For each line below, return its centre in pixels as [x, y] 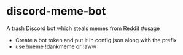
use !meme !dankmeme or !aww [56, 46]
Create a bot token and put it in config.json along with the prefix [96, 40]
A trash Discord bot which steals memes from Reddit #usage [83, 28]
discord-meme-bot [56, 11]
